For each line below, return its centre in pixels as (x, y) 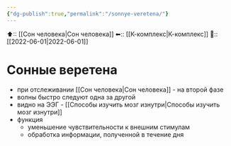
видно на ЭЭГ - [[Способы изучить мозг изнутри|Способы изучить (118, 104)
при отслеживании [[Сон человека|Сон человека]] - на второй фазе (120, 90)
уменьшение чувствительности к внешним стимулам (109, 127)
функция (30, 119)
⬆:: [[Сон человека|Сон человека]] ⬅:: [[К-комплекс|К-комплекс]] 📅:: (112, 34)
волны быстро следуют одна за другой (76, 97)
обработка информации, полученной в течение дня (106, 134)
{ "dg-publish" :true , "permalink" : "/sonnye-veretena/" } (88, 14)
